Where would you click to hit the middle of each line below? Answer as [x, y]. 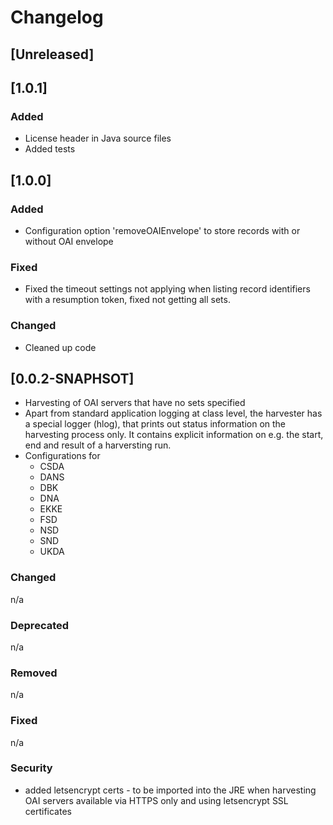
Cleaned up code [60, 347]
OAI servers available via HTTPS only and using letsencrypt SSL [156, 800]
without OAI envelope [69, 241]
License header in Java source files [98, 138]
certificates [48, 811]
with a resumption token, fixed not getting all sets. [127, 300]
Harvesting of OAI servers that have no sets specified [135, 403]
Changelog [57, 17]
